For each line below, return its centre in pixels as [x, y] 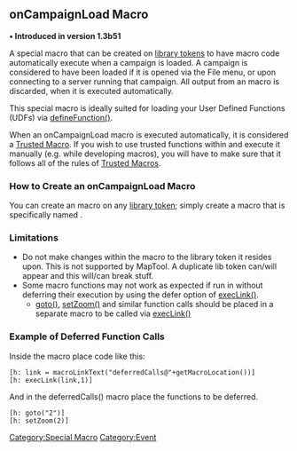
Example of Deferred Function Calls [87, 336]
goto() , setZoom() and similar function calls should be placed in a [154, 305]
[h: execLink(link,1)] [51, 380]
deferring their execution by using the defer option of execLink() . [141, 295]
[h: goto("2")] [37, 413]
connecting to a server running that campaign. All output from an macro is [145, 81]
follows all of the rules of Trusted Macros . [85, 162]
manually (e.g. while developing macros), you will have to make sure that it [145, 154]
